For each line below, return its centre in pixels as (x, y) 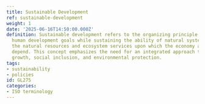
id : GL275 (19, 80)
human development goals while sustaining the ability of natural (98, 40)
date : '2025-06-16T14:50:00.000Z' (50, 29)
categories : (21, 86)
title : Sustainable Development (47, 12)
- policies (20, 75)
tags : (13, 63)
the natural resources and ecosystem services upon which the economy (103, 46)
